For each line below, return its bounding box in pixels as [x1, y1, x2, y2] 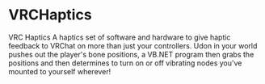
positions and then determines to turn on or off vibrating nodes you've [8, 58, 242, 68]
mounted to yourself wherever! [8, 66, 111, 76]
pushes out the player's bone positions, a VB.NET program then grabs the [8, 49, 254, 59]
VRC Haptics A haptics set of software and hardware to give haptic [8, 32, 231, 42]
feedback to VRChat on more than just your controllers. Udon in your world [8, 40, 258, 50]
